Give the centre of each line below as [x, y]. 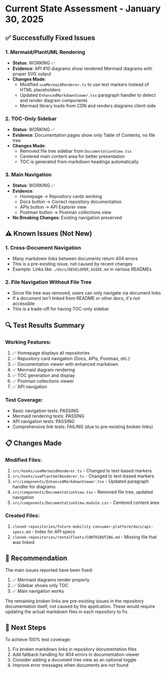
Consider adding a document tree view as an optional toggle [74, 660]
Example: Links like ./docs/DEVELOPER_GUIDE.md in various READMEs [82, 269]
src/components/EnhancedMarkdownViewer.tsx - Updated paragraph [81, 481]
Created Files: [22, 515]
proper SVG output [32, 73]
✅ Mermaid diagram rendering [44, 370]
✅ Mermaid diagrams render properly [51, 580]
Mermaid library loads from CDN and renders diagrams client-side [88, 105]
